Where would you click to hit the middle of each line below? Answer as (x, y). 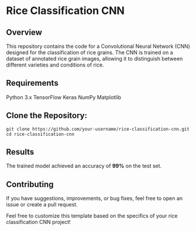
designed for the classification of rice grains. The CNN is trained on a (90, 52)
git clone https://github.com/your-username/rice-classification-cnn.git (98, 129)
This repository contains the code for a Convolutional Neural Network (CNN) (98, 46)
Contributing (30, 184)
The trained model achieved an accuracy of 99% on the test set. (84, 166)
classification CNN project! (38, 222)
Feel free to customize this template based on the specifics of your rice (92, 216)
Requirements (32, 83)
